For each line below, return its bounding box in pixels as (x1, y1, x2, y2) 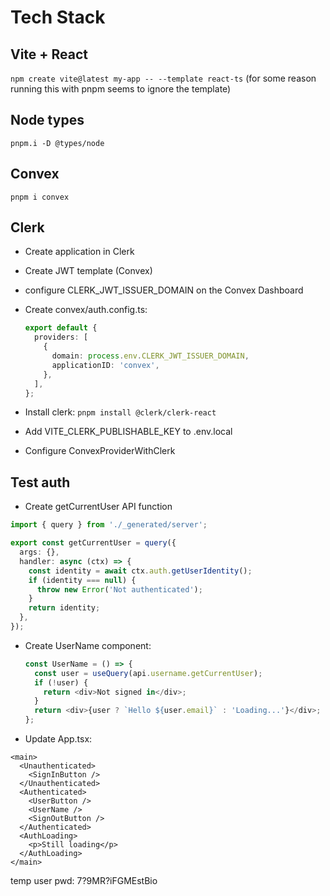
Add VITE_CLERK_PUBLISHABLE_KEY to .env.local (24, 426, 233, 438)
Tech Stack (10, 6, 106, 29)
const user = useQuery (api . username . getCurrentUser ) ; (34, 668, 263, 678)
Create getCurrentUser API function (24, 501, 173, 513)
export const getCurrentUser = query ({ (10, 538, 177, 548)
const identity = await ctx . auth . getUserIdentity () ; (28, 566, 253, 576)
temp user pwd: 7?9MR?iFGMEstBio (10, 875, 158, 886)
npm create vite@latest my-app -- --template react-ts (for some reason (10, 72, 317, 84)
